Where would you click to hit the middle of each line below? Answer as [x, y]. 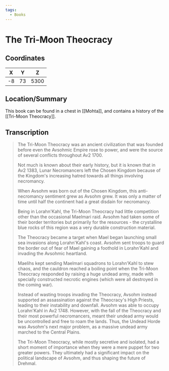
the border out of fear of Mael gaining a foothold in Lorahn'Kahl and [88, 248]
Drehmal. [27, 363]
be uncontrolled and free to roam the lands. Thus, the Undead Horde [89, 321]
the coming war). [35, 285]
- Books [18, 15]
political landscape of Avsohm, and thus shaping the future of [81, 358]
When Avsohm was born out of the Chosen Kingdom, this [77, 191]
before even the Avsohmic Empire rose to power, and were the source [90, 150]
